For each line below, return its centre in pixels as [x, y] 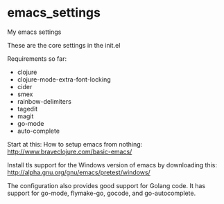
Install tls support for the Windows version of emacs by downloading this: [112, 165]
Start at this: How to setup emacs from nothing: [75, 144]
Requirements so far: [37, 58]
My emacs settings [34, 32]
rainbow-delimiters [44, 101]
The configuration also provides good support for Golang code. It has [106, 185]
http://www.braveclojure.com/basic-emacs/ [70, 151]
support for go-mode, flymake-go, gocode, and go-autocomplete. [102, 193]
